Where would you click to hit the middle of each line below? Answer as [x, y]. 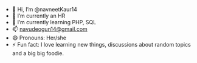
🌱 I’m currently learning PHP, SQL [54, 22]
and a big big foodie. [38, 53]
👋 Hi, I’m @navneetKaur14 [45, 9]
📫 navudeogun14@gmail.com [50, 29]
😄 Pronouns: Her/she [39, 38]
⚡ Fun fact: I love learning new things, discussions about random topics [102, 45]
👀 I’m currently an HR [39, 16]
